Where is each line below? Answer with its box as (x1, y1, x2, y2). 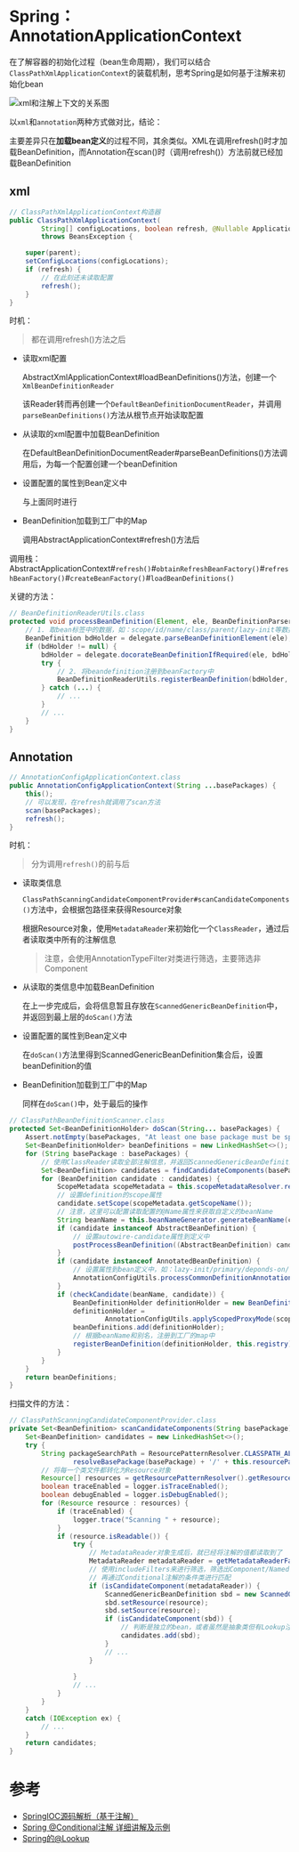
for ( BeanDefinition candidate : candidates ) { (41, 1174, 221, 1183)
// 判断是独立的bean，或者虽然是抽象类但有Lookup (120, 1623, 286, 1632)
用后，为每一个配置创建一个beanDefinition (21, 458, 178, 470)
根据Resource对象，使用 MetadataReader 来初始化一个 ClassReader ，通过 (21, 923, 282, 934)
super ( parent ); (25, 248, 82, 257)
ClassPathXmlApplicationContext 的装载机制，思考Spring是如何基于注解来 (9, 67, 278, 78)
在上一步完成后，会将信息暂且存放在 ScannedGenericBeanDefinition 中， (21, 1000, 283, 1011)
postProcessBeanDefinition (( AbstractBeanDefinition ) (72, 1241, 273, 1249)
